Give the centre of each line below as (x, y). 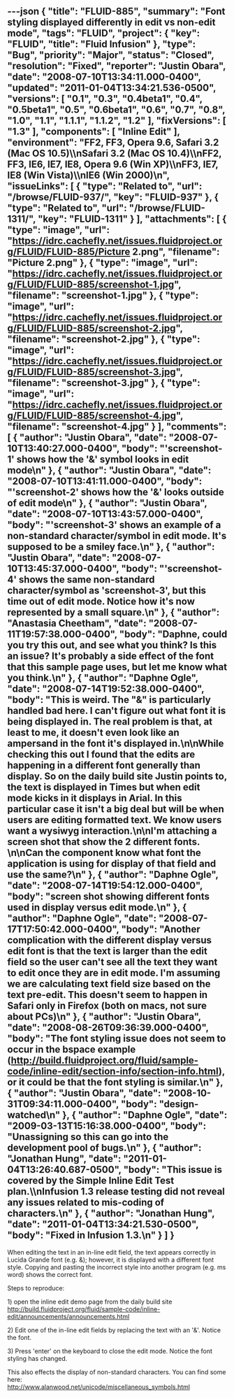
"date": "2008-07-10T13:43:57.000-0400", (105, 514)
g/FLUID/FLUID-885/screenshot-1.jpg (91, 285)
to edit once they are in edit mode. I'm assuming (114, 973)
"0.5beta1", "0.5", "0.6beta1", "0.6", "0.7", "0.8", (116, 110)
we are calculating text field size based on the (109, 984)
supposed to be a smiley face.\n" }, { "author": (111, 547)
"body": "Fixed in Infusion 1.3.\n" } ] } (91, 1235)
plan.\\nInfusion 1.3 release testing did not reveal (116, 1192)
